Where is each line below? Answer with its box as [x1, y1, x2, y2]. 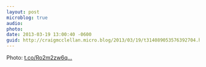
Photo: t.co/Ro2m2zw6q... [6, 54, 72, 61]
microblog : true [6, 15, 48, 21]
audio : [6, 20, 23, 26]
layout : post [6, 9, 40, 15]
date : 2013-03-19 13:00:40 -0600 [6, 32, 92, 38]
